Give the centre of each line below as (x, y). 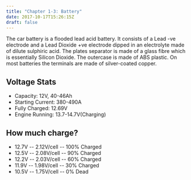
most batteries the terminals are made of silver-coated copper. (81, 63)
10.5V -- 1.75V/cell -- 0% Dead (51, 172)
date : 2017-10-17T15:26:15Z (40, 17)
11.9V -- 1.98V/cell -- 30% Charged (57, 165)
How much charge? (42, 133)
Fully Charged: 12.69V (41, 108)
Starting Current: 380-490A (48, 102)
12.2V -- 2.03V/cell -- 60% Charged (58, 159)
